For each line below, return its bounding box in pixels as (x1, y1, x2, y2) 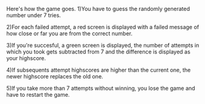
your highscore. (6, 55, 47, 61)
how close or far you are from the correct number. (6, 30, 133, 37)
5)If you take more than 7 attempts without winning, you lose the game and (6, 85, 196, 92)
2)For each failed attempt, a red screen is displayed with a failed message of (6, 24, 199, 30)
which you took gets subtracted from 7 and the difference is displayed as (6, 48, 191, 55)
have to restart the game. (6, 91, 70, 98)
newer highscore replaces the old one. (6, 73, 103, 80)
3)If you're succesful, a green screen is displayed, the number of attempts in (6, 42, 199, 49)
